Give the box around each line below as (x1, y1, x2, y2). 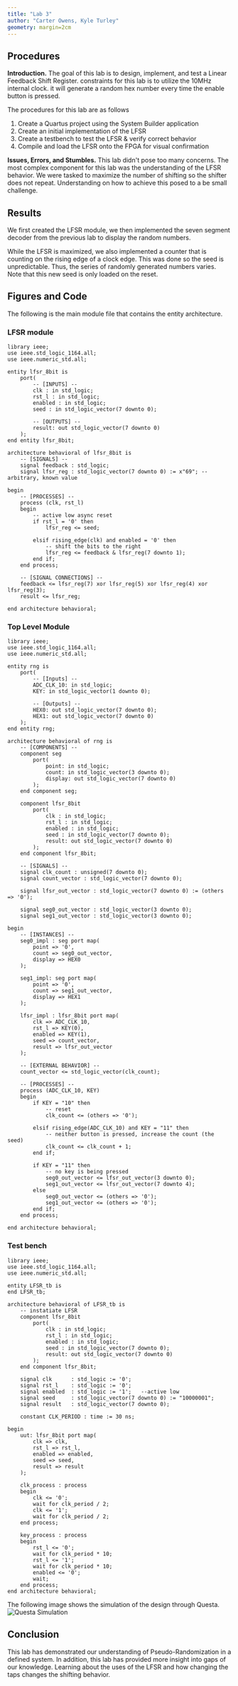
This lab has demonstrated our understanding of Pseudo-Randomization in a (7, 1648, 232, 1656)
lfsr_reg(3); (7, 587, 46, 594)
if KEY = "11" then (33, 1162, 91, 1169)
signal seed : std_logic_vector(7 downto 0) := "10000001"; (20, 1394, 215, 1402)
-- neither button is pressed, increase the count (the (45, 1131, 215, 1138)
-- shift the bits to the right (45, 543, 141, 550)
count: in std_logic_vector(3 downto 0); (45, 769, 171, 776)
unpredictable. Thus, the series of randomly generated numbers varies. (7, 262, 217, 271)
